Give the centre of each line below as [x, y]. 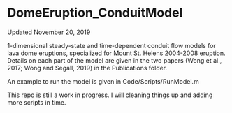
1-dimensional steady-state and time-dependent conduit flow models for [112, 45]
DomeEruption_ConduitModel [95, 13]
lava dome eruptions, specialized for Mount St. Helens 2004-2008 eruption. [116, 53]
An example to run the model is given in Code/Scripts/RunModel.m [103, 81]
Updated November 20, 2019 [49, 32]
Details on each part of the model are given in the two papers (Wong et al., [115, 60]
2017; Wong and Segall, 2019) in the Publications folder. [87, 68]
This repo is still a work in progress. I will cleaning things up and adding [110, 95]
